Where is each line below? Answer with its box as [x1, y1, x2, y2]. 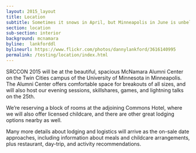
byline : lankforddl [6, 41, 57, 47]
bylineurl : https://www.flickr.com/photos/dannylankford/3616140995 [6, 47, 176, 53]
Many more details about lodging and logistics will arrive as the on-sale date [6, 128, 190, 135]
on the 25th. [6, 93, 36, 100]
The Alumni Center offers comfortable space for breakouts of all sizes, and [6, 80, 186, 88]
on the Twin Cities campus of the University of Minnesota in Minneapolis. [6, 74, 182, 81]
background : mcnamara [6, 36, 59, 41]
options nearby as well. [6, 116, 62, 123]
